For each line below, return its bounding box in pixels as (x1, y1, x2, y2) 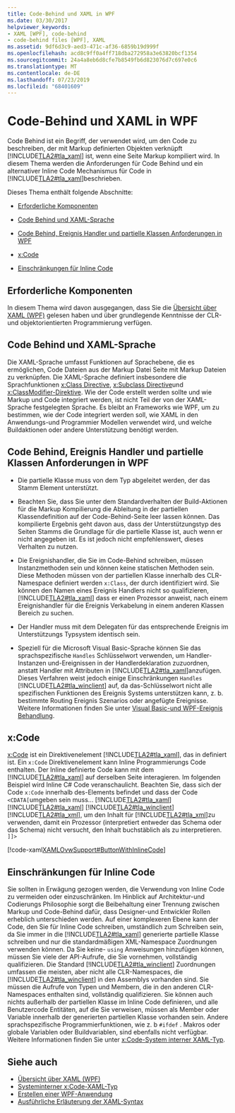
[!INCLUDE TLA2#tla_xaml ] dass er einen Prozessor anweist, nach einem (17, 593, 228, 602)
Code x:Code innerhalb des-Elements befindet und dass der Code (7, 788, 198, 797)
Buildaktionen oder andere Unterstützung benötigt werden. (7, 426, 179, 434)
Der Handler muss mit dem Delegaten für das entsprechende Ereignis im (17, 622, 229, 631)
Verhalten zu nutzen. (17, 542, 79, 551)
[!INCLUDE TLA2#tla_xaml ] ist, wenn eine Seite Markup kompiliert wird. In (7, 152, 220, 160)
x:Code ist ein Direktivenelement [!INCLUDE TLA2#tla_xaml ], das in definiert (7, 750, 227, 759)
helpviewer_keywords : (7, 23, 71, 30)
